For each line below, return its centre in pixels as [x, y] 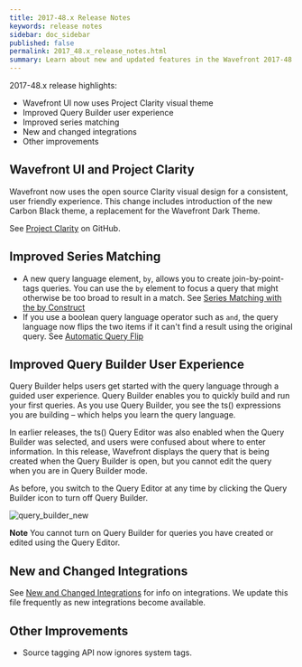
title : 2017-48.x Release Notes [70, 18]
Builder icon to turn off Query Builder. [79, 498]
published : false [42, 43]
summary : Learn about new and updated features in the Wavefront [134, 60]
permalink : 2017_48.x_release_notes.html [88, 52]
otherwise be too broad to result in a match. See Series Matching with [152, 297]
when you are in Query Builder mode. [78, 471]
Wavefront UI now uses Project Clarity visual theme [118, 103]
